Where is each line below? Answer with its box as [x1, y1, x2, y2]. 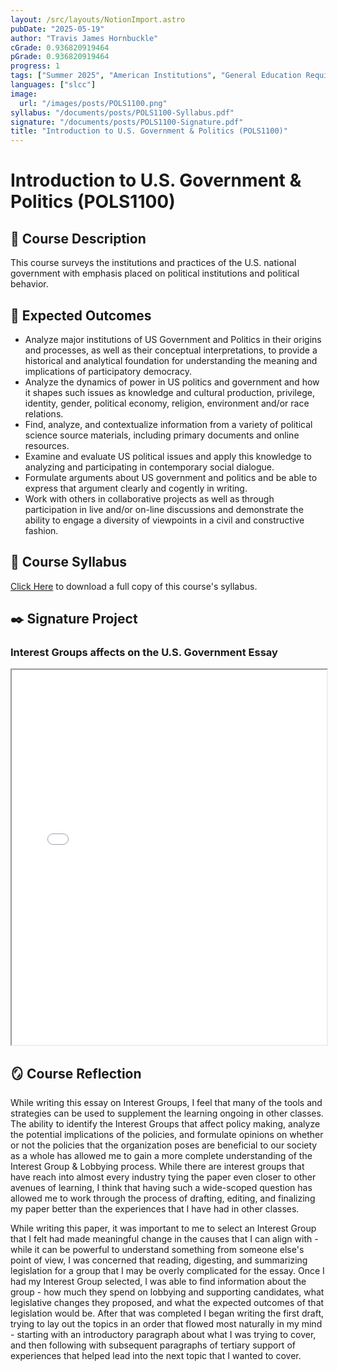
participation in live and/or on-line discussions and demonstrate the [24, 503, 304, 515]
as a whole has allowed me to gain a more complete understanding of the [10, 1150, 313, 1162]
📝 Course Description [10, 230, 147, 247]
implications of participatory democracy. [24, 365, 192, 377]
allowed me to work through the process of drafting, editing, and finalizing [10, 1192, 316, 1205]
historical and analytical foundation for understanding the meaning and [24, 354, 318, 366]
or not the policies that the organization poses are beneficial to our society [10, 1139, 318, 1151]
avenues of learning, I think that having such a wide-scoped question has [10, 1182, 313, 1194]
